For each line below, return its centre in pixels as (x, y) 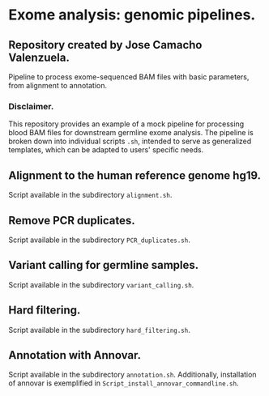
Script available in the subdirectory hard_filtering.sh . (99, 330)
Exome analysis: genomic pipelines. (132, 15)
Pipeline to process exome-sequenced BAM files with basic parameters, (129, 77)
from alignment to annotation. (58, 85)
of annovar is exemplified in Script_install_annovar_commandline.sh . (124, 383)
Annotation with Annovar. (75, 355)
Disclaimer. (31, 106)
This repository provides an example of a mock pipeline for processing (126, 124)
